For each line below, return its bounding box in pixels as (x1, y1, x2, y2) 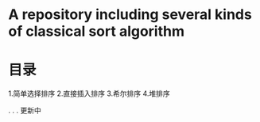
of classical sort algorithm (8, 22, 185, 40)
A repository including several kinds (8, 6, 252, 24)
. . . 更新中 (8, 105, 41, 116)
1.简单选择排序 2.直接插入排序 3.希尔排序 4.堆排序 (8, 89, 171, 98)
